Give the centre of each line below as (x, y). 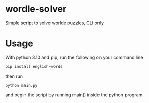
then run (14, 76)
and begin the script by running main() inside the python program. (75, 95)
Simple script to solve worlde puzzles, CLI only (54, 23)
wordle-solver (36, 9)
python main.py (21, 85)
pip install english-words (34, 66)
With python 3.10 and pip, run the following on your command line (74, 57)
